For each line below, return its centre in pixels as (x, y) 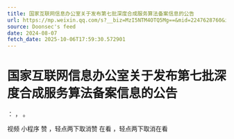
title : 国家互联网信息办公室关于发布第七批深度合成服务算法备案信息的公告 (101, 14)
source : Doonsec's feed (42, 26)
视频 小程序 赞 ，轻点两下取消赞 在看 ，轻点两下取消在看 (87, 129)
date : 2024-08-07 (32, 33)
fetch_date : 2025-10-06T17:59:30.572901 (67, 40)
